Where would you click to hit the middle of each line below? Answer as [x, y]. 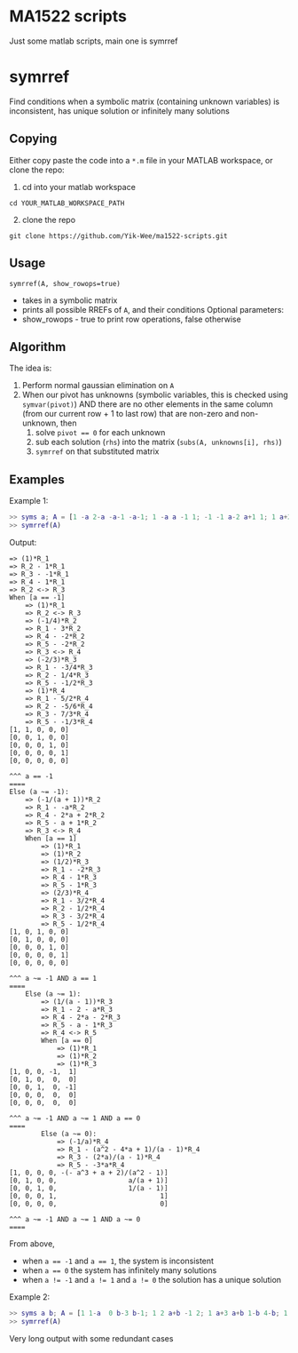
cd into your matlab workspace [78, 187]
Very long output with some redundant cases [91, 1338]
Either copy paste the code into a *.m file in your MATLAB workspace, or [141, 160]
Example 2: [30, 1297]
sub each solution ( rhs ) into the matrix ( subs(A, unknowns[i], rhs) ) [158, 442]
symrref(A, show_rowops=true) [65, 283]
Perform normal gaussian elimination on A [98, 386]
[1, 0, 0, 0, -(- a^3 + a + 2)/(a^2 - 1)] [89, 1173]
